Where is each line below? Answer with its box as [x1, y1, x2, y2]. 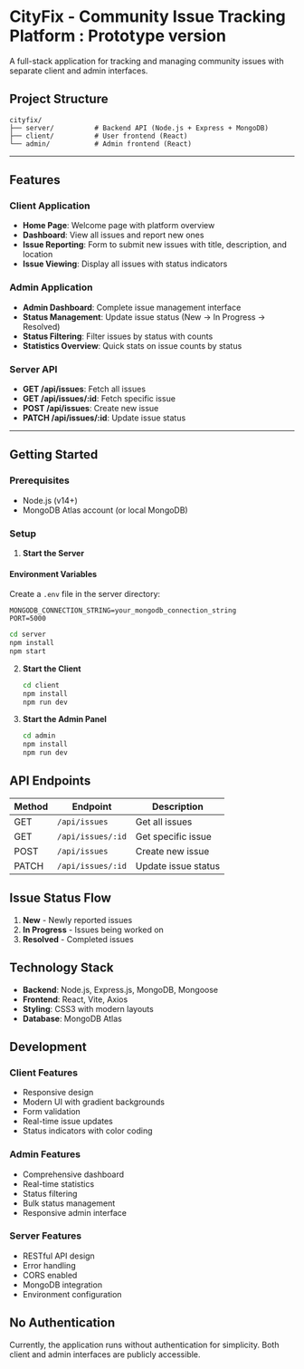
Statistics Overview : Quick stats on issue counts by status [22, 340, 242, 351]
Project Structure [9, 92, 109, 107]
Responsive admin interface [22, 1207, 127, 1218]
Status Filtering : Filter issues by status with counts [22, 331, 214, 342]
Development [9, 1039, 88, 1055]
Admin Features [9, 1148, 81, 1161]
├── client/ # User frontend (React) [9, 131, 188, 140]
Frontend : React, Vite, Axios [22, 994, 128, 1005]
